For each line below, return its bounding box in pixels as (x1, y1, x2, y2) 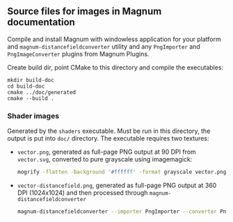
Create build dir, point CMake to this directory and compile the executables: (7, 63, 224, 72)
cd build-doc (7, 83, 45, 90)
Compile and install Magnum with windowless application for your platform (7, 35, 221, 43)
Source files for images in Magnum (7, 6, 162, 17)
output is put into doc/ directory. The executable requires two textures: (7, 134, 210, 143)
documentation (7, 17, 75, 29)
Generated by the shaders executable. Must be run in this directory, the (7, 127, 211, 135)
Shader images (7, 111, 60, 120)
